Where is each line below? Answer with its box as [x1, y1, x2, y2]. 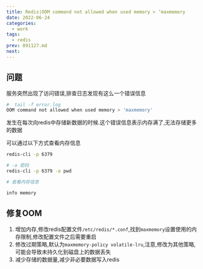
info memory [6, 190, 36, 196]
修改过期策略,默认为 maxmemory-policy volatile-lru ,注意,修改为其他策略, [15, 241, 196, 248]
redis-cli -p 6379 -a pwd [6, 168, 72, 174]
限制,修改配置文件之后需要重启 [20, 233, 97, 240]
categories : [6, 20, 36, 26]
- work [12, 25, 28, 32]
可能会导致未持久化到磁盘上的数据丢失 [15, 248, 111, 255]
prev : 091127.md [6, 43, 47, 49]
